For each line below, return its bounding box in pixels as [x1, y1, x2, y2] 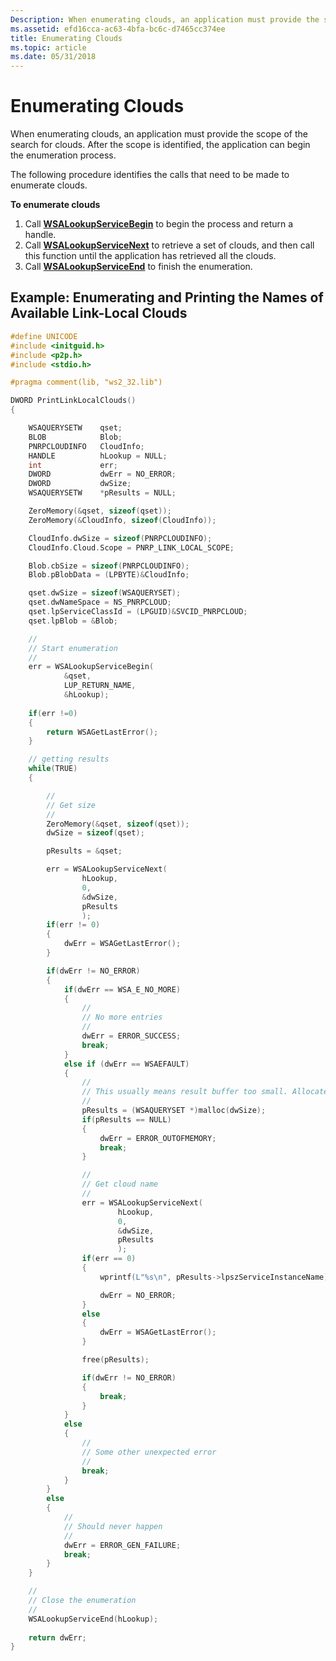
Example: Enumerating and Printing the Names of [10, 289, 324, 306]
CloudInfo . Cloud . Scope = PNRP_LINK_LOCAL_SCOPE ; [28, 542, 235, 553]
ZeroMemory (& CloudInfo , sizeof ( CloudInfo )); [28, 515, 217, 525]
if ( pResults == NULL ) [81, 1114, 172, 1125]
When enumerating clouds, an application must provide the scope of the [10, 128, 308, 140]
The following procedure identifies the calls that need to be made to [10, 169, 290, 181]
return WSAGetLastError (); [46, 727, 159, 737]
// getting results [28, 754, 110, 765]
